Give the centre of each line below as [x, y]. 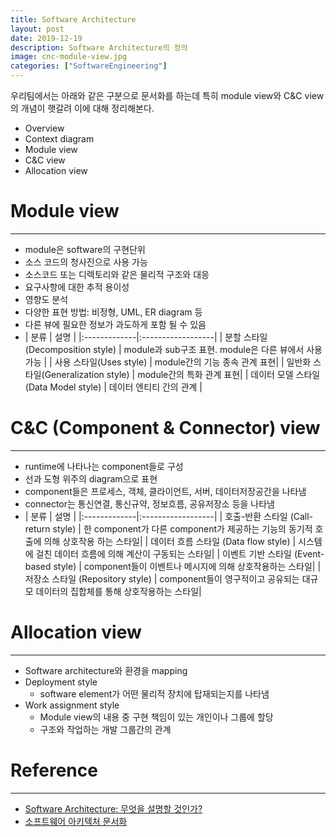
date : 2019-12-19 [46, 38]
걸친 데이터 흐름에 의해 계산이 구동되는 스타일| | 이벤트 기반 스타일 [163, 553]
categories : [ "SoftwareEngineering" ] [89, 66]
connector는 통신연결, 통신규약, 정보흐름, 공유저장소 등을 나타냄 [149, 503]
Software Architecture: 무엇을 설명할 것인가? [113, 808]
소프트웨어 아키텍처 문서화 [76, 821]
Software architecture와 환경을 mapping [106, 670]
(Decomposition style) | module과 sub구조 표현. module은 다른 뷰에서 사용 [173, 349]
